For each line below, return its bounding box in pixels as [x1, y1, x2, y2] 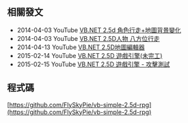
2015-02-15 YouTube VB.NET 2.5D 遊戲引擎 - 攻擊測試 [16, 60, 170, 68]
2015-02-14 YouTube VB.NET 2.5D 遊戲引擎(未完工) [16, 51, 163, 59]
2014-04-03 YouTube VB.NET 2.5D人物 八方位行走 [16, 34, 160, 42]
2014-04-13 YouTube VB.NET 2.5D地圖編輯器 [16, 43, 145, 51]
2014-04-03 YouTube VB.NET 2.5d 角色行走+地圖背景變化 [16, 26, 181, 34]
